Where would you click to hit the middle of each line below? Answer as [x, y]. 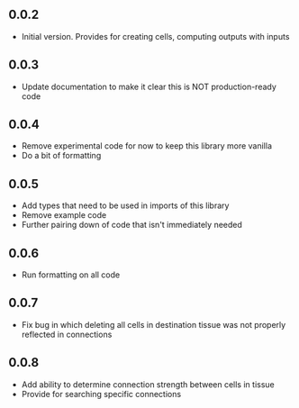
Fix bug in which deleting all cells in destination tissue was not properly [154, 324]
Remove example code [64, 215]
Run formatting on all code [71, 275]
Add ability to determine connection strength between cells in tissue [148, 384]
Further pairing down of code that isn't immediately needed [131, 225]
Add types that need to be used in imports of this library [125, 205]
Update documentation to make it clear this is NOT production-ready [149, 86]
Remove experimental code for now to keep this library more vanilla [146, 146]
